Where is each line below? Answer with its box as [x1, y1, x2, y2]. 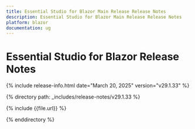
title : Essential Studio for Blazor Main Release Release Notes [6, 8, 166, 15]
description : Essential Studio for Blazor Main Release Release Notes [6, 14, 182, 20]
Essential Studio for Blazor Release [6, 50, 180, 63]
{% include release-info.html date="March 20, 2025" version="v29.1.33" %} [6, 82, 190, 89]
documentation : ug [6, 25, 51, 31]
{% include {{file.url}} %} [6, 105, 67, 112]
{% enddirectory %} [6, 116, 54, 123]
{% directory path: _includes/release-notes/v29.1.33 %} [6, 93, 141, 100]
